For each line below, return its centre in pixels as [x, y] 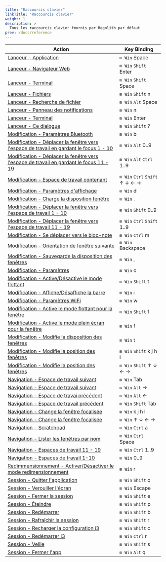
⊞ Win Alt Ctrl [136, 160]
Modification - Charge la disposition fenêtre [59, 199]
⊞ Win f [127, 326]
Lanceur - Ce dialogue [34, 126]
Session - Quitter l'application [42, 480]
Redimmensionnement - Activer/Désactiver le [61, 466]
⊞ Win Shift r [134, 520]
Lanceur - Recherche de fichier [44, 102]
